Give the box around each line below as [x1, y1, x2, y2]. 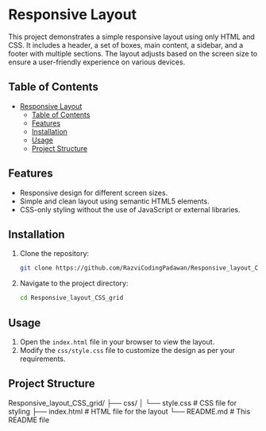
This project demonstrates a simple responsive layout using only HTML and [8, 32, 256, 41]
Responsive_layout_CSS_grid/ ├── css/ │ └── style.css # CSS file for [8, 398, 237, 407]
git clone [19, 264, 53, 272]
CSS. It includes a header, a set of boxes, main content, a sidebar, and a [8, 40, 244, 49]
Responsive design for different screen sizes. [19, 188, 168, 197]
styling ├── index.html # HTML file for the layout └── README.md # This [8, 406, 251, 416]
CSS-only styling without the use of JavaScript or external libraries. [19, 204, 241, 214]
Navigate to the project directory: [19, 278, 129, 288]
